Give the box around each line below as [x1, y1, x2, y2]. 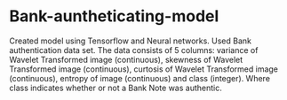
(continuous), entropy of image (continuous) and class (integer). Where [9, 73, 271, 83]
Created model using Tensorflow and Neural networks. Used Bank [9, 35, 251, 46]
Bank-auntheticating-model [9, 6, 219, 27]
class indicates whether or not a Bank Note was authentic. [9, 82, 222, 93]
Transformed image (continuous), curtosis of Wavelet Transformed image [9, 64, 278, 74]
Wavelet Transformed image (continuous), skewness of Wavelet [9, 54, 243, 65]
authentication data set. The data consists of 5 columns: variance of [9, 44, 259, 55]
